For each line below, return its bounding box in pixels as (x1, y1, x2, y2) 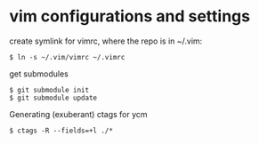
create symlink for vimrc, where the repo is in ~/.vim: (9, 36, 203, 46)
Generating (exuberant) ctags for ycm (9, 108, 149, 119)
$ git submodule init (9, 85, 90, 94)
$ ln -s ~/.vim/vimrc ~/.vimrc (9, 52, 125, 61)
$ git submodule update (9, 93, 98, 102)
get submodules (9, 68, 69, 79)
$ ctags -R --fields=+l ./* (9, 126, 114, 135)
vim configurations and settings (9, 6, 251, 27)
